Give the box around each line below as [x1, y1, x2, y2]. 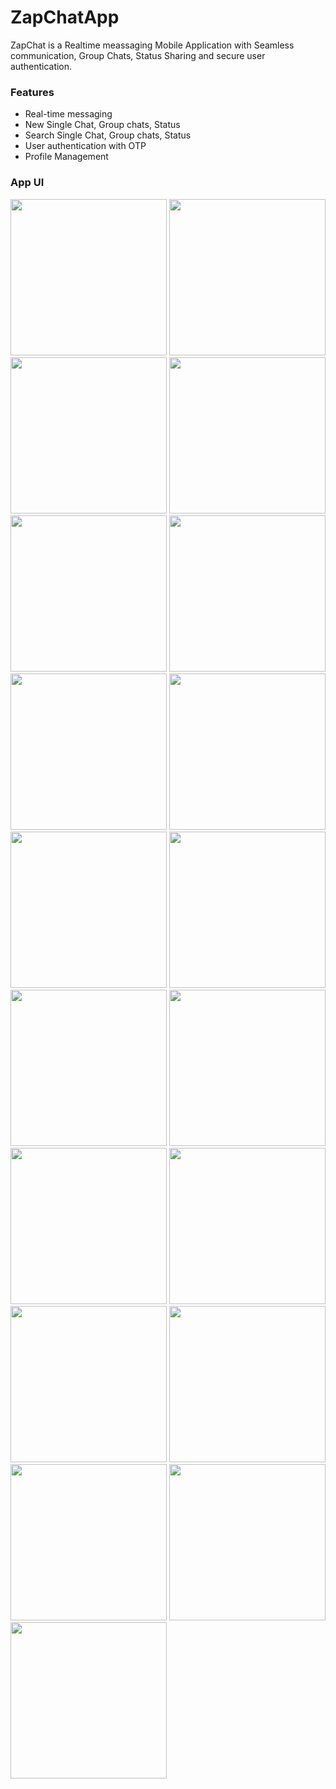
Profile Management [24, 151, 109, 163]
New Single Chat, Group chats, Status [24, 119, 181, 131]
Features [10, 85, 55, 99]
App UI [10, 176, 45, 190]
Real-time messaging [24, 108, 113, 120]
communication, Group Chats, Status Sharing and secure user [10, 49, 266, 61]
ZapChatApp [10, 6, 120, 29]
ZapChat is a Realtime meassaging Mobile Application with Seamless [10, 39, 295, 51]
